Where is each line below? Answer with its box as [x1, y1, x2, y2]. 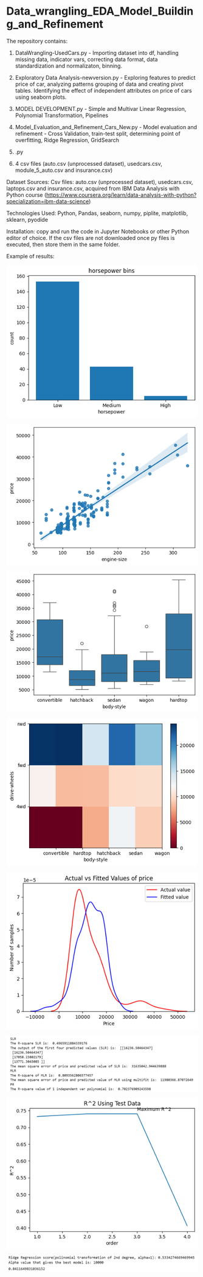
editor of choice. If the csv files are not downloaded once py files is [6, 234, 175, 241]
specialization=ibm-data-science [6, 197, 89, 205]
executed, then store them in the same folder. [6, 241, 120, 248]
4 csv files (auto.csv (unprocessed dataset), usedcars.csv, [15, 160, 162, 167]
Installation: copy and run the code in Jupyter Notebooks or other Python [6, 227, 190, 235]
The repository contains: [6, 37, 68, 44]
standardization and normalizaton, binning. [15, 62, 123, 69]
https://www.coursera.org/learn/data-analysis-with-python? [46, 191, 197, 199]
